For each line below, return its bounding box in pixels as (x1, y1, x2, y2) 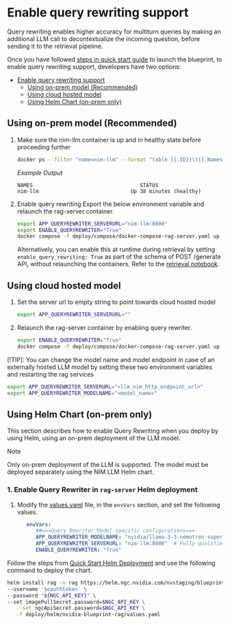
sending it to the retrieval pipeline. (7, 42, 103, 50)
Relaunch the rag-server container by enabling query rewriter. (16, 323, 192, 331)
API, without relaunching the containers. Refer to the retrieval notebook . (16, 260, 220, 268)
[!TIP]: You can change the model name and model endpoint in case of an (7, 355, 215, 363)
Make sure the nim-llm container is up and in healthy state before (16, 136, 201, 144)
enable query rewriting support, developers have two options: (7, 62, 181, 71)
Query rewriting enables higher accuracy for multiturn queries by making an (7, 27, 221, 36)
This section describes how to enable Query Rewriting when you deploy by (7, 426, 219, 435)
